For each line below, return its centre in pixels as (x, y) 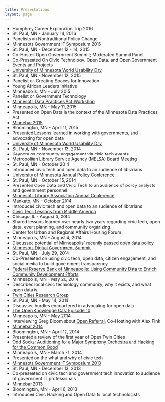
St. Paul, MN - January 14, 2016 (44, 33)
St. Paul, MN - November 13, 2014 (47, 149)
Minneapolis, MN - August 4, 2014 (47, 237)
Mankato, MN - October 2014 (42, 201)
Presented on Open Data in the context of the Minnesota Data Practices (85, 112)
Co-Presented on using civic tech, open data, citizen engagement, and (84, 258)
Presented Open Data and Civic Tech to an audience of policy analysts (84, 185)
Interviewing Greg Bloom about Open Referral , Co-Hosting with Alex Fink (86, 321)
